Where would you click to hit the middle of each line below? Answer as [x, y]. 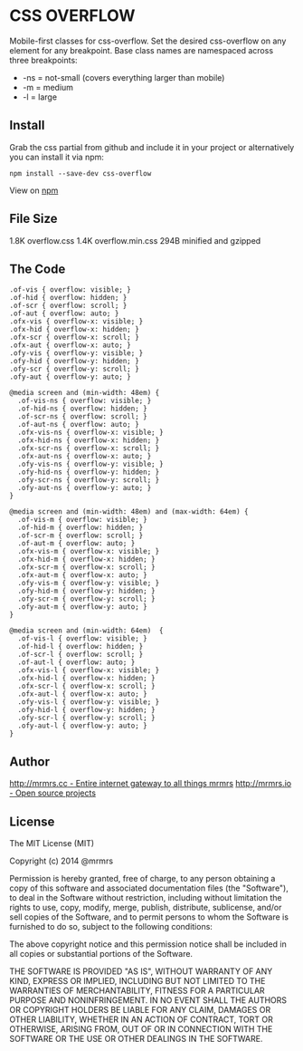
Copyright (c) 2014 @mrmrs [62, 861]
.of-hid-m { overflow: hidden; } [80, 528]
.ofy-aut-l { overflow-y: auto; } [82, 726]
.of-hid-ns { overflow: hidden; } [82, 409]
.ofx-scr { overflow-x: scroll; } [75, 337]
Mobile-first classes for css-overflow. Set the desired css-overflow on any [148, 41]
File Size [33, 219]
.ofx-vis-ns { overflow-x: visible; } [91, 433]
